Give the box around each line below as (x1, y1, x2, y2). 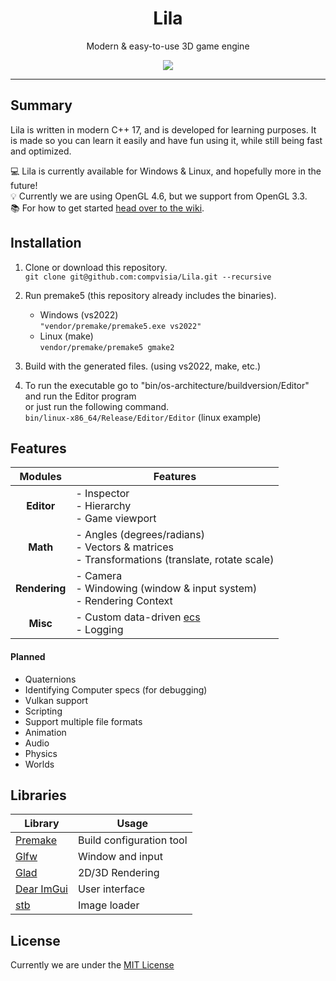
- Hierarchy (75, 499, 132, 513)
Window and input (77, 850, 163, 864)
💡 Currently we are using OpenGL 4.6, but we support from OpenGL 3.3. (10, 190, 308, 202)
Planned (10, 650, 46, 662)
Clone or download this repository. (24, 261, 168, 273)
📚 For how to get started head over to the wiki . (10, 202, 205, 214)
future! (10, 179, 38, 191)
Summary (10, 97, 73, 114)
